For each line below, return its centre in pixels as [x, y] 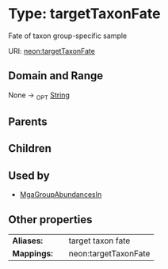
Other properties [50, 220]
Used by [29, 175]
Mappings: [33, 253]
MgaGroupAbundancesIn [61, 195]
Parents [28, 121]
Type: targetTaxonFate [84, 14]
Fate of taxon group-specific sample [68, 36]
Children [30, 148]
